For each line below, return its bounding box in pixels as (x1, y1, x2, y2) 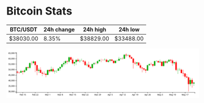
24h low (118, 26, 140, 33)
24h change (43, 26, 75, 33)
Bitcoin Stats (6, 4, 73, 18)
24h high (82, 26, 107, 33)
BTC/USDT (10, 26, 38, 33)
